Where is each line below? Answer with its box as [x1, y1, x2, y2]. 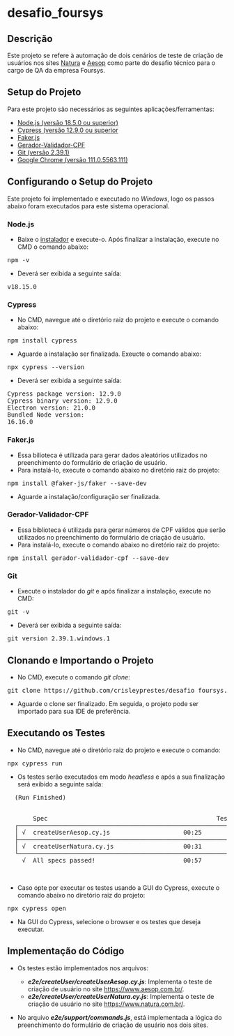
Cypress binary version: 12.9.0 [7, 397, 118, 405]
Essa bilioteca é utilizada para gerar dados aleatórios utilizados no [17, 451, 208, 459]
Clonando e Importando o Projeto [7, 654, 155, 666]
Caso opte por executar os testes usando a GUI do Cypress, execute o [17, 883, 220, 892]
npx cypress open [7, 904, 66, 912]
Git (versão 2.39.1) [17, 148, 70, 157]
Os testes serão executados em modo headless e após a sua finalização [17, 772, 225, 781]
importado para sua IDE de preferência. [17, 707, 131, 715]
